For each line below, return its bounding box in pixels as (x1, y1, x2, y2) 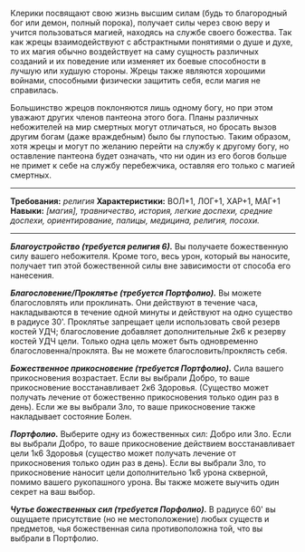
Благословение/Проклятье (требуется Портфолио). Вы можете (10, 287, 262, 298)
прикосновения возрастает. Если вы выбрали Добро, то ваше (10, 373, 251, 383)
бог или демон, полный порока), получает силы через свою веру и (10, 17, 271, 28)
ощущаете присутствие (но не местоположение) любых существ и (10, 514, 270, 524)
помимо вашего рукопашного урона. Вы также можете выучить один (10, 477, 280, 488)
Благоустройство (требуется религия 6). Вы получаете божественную (10, 241, 289, 252)
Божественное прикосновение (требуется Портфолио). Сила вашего (10, 363, 284, 373)
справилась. (10, 85, 59, 95)
